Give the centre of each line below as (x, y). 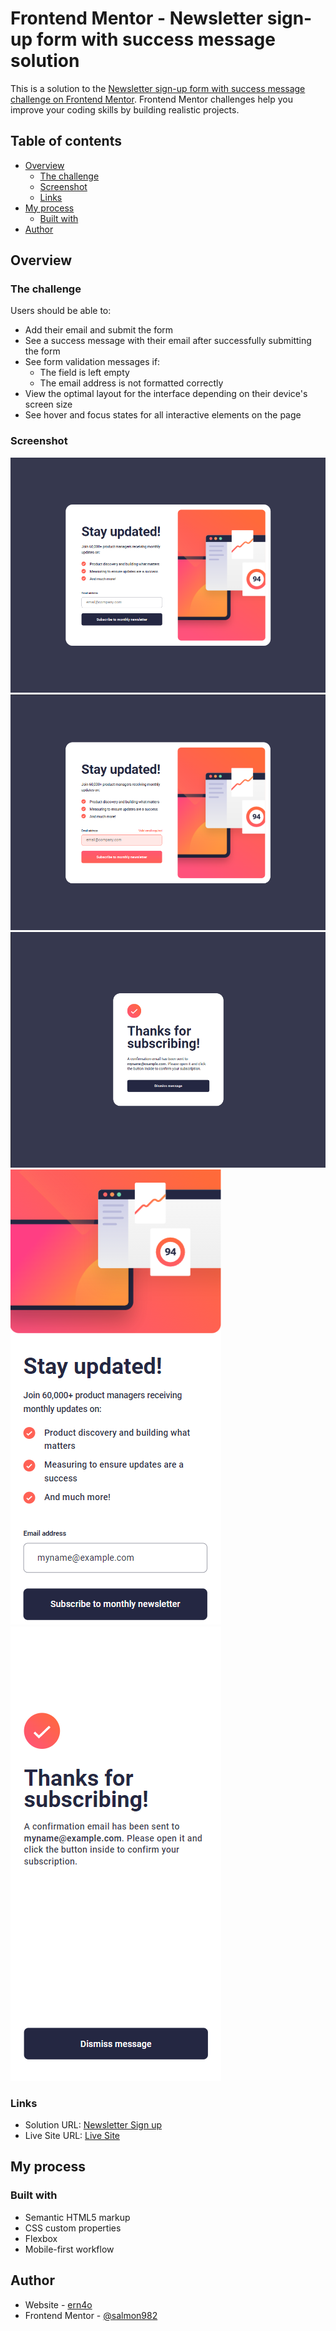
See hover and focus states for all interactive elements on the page (163, 415)
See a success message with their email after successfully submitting (168, 341)
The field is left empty (84, 373)
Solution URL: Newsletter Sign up (93, 2125)
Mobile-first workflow (69, 2249)
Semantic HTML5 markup (77, 2217)
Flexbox (41, 2238)
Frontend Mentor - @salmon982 (91, 2315)
